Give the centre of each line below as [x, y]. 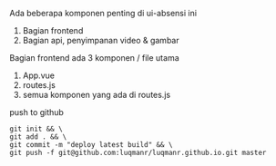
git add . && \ [38, 137]
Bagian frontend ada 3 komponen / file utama [94, 58]
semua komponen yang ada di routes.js [97, 95]
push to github [36, 112]
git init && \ [36, 129]
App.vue [38, 75]
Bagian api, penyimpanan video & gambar [101, 40]
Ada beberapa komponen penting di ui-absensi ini [103, 13]
